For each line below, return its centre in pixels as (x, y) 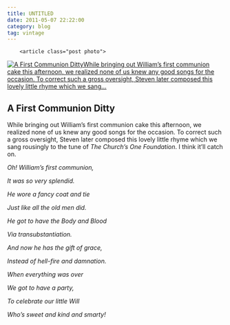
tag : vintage (26, 33)
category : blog (29, 26)
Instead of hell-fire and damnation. (57, 261)
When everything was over (45, 275)
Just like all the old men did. (47, 208)
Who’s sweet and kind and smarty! (56, 315)
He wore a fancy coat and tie (49, 195)
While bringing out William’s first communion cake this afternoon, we (104, 125)
